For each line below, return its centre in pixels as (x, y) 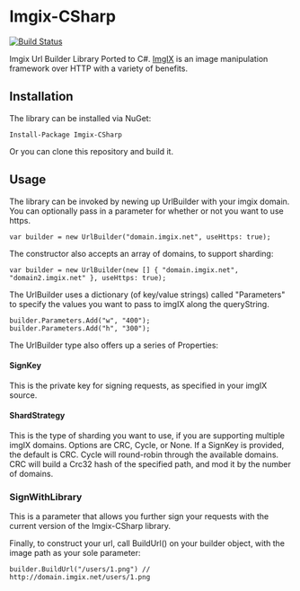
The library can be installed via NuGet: (80, 118)
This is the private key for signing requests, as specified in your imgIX (138, 385)
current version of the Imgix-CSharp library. (90, 526)
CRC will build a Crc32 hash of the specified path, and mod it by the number (150, 463)
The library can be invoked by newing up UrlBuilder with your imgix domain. (150, 201)
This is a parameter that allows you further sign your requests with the (139, 516)
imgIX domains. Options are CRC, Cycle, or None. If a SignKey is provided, (147, 445)
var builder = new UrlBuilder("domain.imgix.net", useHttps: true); (140, 237)
